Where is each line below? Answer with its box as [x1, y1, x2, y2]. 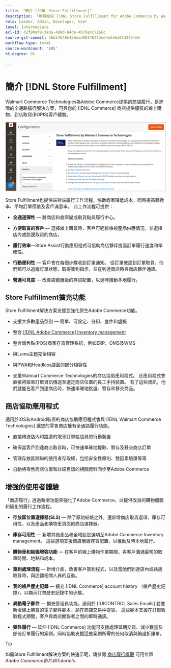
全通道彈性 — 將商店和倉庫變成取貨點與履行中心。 [12, 214, 118, 220]
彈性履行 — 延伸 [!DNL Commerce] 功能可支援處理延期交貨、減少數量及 [12, 624, 163, 630]
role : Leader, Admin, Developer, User [5, 19, 88, 24]
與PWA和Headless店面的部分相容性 [12, 362, 88, 368]
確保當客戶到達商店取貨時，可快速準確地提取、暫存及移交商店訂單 [12, 444, 151, 450]
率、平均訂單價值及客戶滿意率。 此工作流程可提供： [5, 203, 113, 209]
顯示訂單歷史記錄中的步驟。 [28, 589, 87, 595]
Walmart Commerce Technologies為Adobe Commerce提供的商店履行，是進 [5, 99, 164, 105]
